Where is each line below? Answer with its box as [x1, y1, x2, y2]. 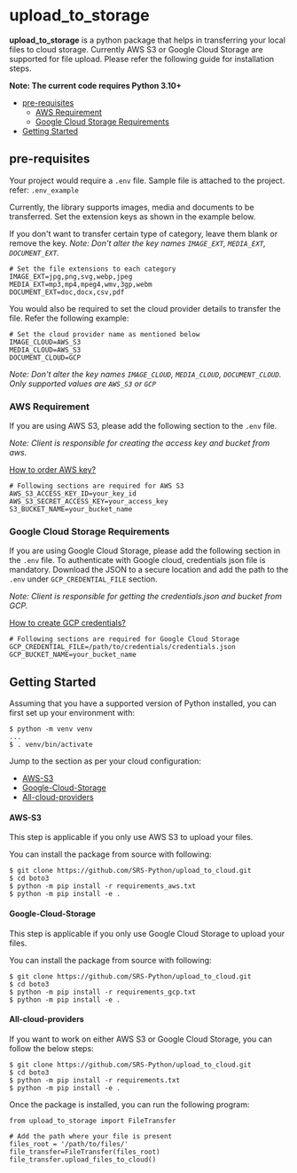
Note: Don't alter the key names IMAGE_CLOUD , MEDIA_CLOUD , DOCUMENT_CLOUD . [9, 369, 282, 379]
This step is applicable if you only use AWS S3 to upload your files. [9, 832, 254, 843]
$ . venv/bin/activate [9, 741, 93, 749]
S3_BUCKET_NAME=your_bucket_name [9, 505, 133, 514]
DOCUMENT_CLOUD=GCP [9, 353, 82, 362]
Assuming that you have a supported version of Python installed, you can [9, 698, 277, 709]
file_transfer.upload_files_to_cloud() [9, 1155, 157, 1164]
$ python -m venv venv [9, 725, 93, 733]
